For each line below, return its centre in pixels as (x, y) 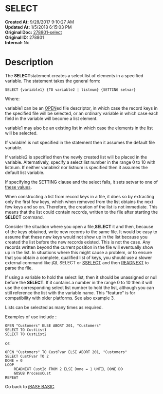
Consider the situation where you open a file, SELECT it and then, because (79, 226)
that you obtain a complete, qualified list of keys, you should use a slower (79, 257)
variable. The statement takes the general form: (53, 81)
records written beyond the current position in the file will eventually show (79, 247)
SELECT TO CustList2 (26, 334)
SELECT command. (25, 217)
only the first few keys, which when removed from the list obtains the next (79, 202)
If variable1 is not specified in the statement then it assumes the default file (80, 142)
